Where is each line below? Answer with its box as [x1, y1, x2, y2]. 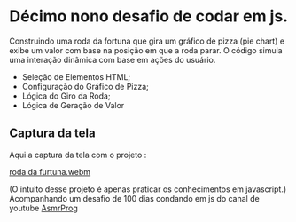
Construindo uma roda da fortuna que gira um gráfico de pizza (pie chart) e [9, 36, 285, 46]
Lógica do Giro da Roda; [21, 91, 111, 101]
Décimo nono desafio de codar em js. [9, 6, 289, 27]
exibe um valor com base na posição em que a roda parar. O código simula [9, 44, 283, 55]
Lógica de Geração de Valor [21, 99, 125, 110]
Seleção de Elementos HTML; [21, 71, 131, 82]
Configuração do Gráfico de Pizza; [21, 81, 149, 91]
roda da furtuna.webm [9, 166, 91, 177]
